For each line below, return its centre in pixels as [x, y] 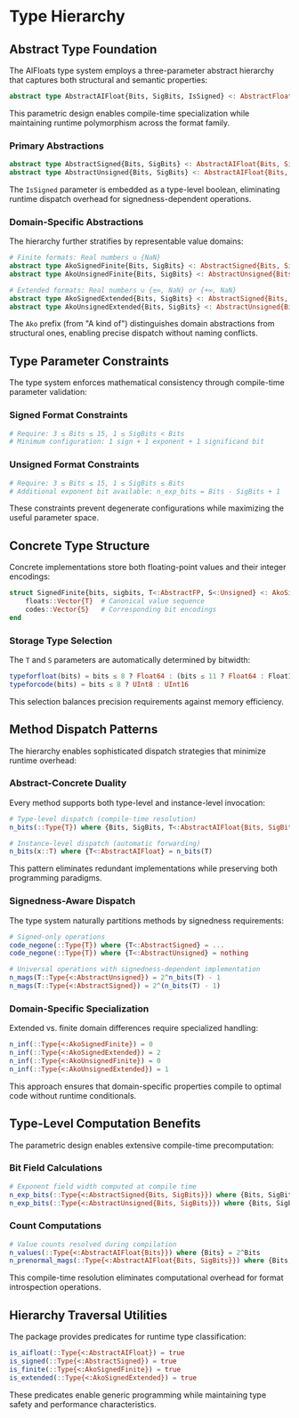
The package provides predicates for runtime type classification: [128, 1337]
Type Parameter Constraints [89, 361]
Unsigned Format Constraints [74, 464]
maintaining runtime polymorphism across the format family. [120, 123]
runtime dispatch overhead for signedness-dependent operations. [130, 198]
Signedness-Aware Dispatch [73, 901]
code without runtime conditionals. [73, 1095]
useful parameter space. [54, 518]
